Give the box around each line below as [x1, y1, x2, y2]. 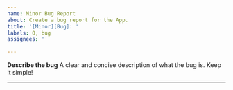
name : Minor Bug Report [7, 10, 76, 17]
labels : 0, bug [7, 29, 51, 37]
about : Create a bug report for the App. [7, 17, 129, 24]
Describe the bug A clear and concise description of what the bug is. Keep [7, 61, 222, 69]
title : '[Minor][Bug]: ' [7, 23, 79, 30]
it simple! [7, 69, 33, 77]
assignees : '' [7, 36, 49, 43]
